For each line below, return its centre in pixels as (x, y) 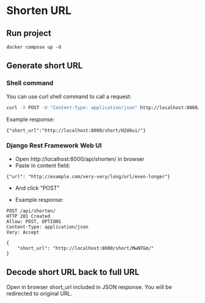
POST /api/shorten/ (31, 211)
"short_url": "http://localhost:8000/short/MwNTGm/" (86, 248)
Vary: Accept (23, 232)
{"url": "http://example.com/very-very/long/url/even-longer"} (88, 176)
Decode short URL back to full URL (73, 272)
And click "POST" (37, 188)
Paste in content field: (42, 165)
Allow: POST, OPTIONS (34, 221)
